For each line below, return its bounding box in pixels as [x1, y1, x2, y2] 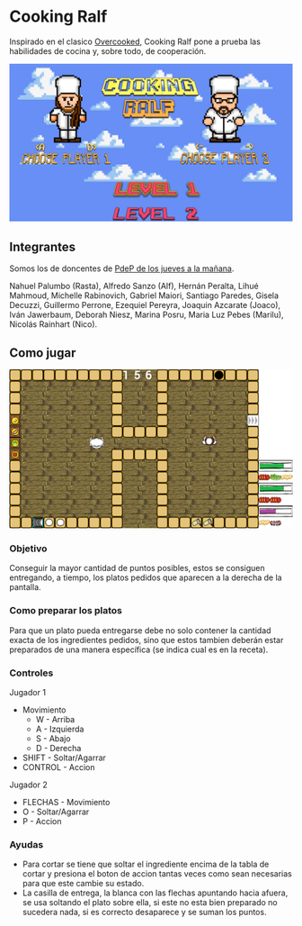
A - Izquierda [35, 723, 84, 735]
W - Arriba [35, 714, 75, 725]
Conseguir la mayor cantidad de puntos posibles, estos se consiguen [9, 563, 265, 574]
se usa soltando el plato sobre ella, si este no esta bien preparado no [22, 897, 278, 908]
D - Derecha [35, 743, 82, 754]
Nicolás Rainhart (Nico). [9, 319, 98, 330]
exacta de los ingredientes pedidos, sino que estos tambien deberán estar [9, 634, 284, 645]
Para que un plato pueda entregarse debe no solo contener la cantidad [9, 624, 271, 636]
